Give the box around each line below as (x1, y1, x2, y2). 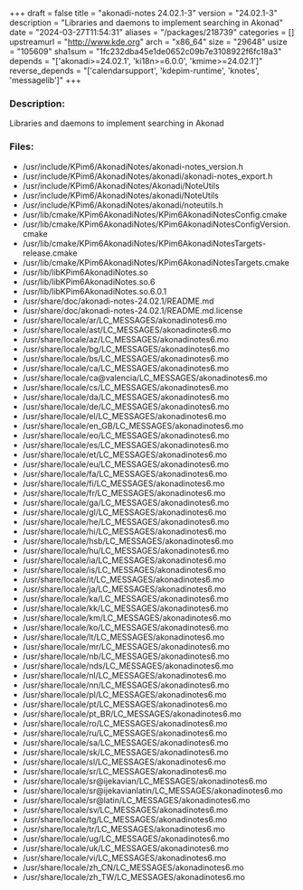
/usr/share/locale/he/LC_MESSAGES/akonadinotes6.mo (22, 516, 230, 527)
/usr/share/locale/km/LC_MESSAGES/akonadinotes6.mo (22, 612, 232, 623)
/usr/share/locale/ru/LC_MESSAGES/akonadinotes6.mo (22, 727, 228, 738)
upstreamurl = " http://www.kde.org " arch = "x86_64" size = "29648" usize (9, 36, 288, 47)
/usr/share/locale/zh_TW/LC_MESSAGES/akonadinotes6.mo (22, 871, 246, 882)
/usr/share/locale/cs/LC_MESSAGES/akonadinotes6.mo (22, 381, 229, 392)
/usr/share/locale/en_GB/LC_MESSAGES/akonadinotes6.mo (22, 420, 244, 431)
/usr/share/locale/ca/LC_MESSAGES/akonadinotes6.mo (22, 362, 229, 373)
